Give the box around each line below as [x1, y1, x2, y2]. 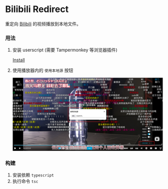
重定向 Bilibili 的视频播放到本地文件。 [5, 21, 81, 27]
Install [12, 57, 25, 63]
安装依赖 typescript [12, 172, 54, 178]
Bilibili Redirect [5, 4, 69, 15]
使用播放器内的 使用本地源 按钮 [12, 67, 73, 73]
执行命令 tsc [12, 178, 38, 184]
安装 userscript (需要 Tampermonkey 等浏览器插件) [12, 47, 117, 53]
